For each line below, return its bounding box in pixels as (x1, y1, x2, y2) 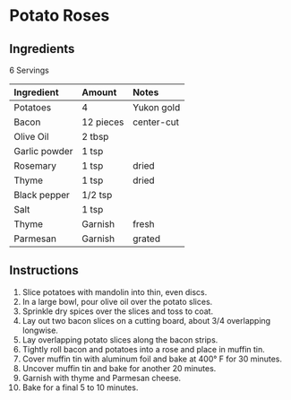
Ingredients (9, 41, 75, 57)
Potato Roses (9, 5, 110, 26)
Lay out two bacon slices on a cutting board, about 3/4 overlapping (21, 315, 271, 326)
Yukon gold (133, 101, 181, 113)
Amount (81, 86, 117, 99)
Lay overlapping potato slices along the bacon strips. (21, 334, 218, 345)
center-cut (133, 116, 179, 128)
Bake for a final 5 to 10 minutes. (21, 382, 139, 393)
